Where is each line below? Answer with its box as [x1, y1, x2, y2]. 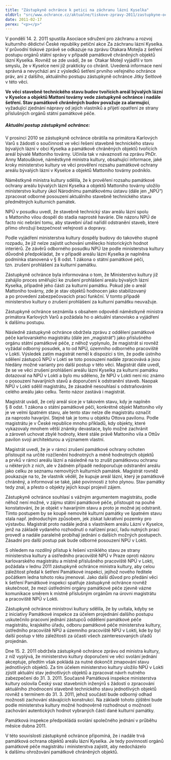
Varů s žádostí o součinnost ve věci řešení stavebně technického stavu [5, 140, 154, 147]
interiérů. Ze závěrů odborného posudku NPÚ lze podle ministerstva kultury [5, 245, 164, 252]
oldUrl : [5, 12, 22, 17]
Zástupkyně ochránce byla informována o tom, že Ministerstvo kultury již [5, 272, 158, 278]
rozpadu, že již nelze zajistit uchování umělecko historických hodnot [5, 240, 149, 246]
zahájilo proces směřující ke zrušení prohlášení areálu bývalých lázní [5, 277, 149, 283]
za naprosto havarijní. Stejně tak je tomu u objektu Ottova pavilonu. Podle [5, 415, 159, 421]
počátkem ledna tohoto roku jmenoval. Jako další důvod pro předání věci [5, 574, 158, 580]
